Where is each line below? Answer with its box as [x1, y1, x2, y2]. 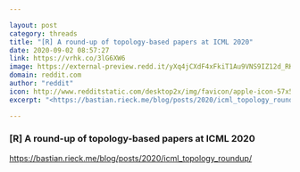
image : [9, 62, 34, 71]
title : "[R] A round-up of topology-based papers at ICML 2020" [9, 37, 254, 46]
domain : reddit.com [9, 70, 82, 80]
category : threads [9, 29, 78, 38]
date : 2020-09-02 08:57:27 [9, 45, 110, 54]
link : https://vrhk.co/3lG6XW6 [9, 54, 126, 63]
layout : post [9, 20, 58, 29]
